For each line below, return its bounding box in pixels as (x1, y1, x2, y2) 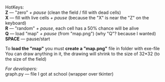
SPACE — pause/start (5, 36, 50, 42)
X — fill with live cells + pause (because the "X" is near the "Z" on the (5, 15, 149, 20)
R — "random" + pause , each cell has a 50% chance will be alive (5, 25, 139, 31)
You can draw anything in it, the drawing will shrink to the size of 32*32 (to (5, 51, 160, 57)
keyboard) (5, 20, 26, 26)
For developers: (5, 66, 37, 72)
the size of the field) (5, 56, 46, 62)
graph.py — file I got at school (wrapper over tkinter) (5, 71, 114, 77)
